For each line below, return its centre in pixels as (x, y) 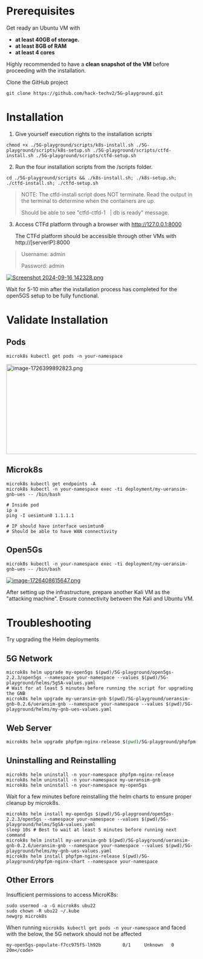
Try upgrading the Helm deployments (53, 639)
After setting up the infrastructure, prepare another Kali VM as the (88, 592)
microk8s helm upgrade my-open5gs (50, 673)
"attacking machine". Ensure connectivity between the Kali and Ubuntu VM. (100, 598)
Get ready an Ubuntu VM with (43, 28)
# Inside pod (23, 505)
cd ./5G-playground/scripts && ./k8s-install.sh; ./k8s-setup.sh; (92, 178)
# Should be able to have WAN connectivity (62, 531)
